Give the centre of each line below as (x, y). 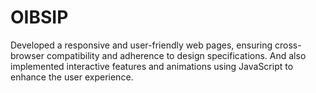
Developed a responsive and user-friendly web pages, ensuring (141, 45)
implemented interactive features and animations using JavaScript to (152, 66)
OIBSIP (39, 17)
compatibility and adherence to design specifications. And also (176, 55)
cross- (288, 45)
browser (27, 55)
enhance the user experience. (72, 77)
